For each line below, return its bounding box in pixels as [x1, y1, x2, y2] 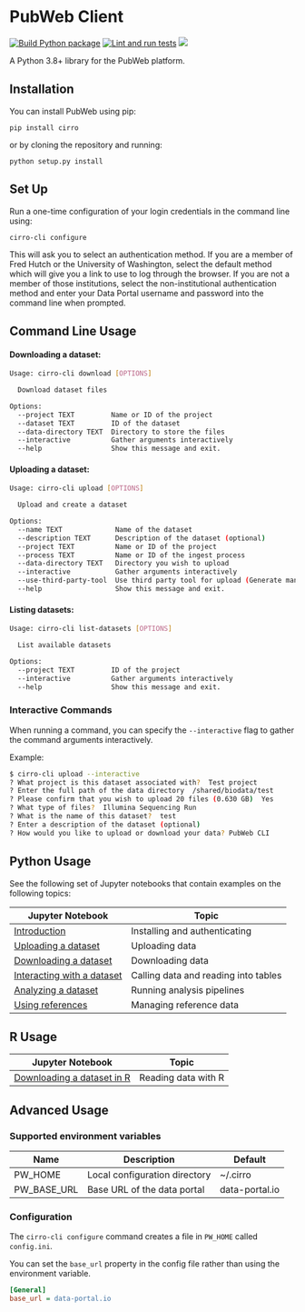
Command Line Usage [9, 323, 137, 338]
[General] [9, 1286, 47, 1295]
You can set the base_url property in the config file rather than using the [9, 1258, 280, 1269]
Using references [14, 998, 88, 1011]
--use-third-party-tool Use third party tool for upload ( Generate [17, 576, 282, 586]
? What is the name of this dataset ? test [9, 812, 177, 821]
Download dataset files [17, 386, 107, 395]
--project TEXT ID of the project [17, 666, 181, 675]
